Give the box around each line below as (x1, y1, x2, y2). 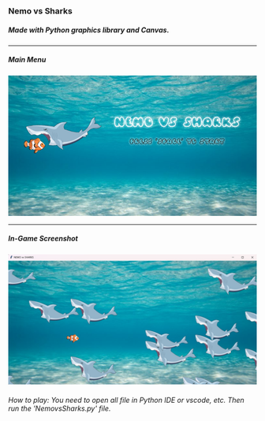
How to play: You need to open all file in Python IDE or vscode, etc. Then (8, 396, 244, 405)
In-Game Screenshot (8, 234, 79, 244)
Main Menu (8, 55, 47, 65)
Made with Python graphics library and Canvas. (8, 25, 170, 35)
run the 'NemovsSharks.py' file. (8, 404, 111, 413)
